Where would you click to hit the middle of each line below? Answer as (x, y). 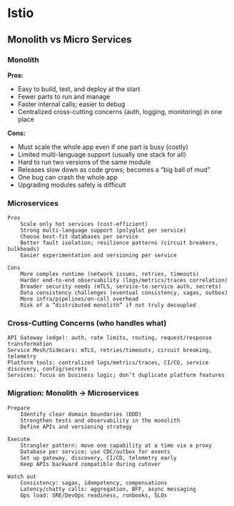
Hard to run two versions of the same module (84, 162)
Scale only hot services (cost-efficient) (84, 224)
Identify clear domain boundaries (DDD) (81, 414)
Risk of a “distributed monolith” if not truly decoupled (108, 305)
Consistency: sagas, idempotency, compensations (94, 482)
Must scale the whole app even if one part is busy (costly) (103, 147)
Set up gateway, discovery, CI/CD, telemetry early (98, 458)
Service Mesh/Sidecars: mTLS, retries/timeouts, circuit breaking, (110, 351)
